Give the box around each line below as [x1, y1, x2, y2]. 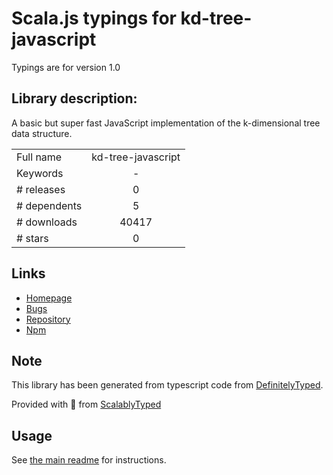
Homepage [25, 292, 73, 304]
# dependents [16, 198, 83, 212]
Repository [25, 313, 71, 325]
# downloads [16, 215, 78, 229]
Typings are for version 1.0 [11, 61, 121, 73]
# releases [16, 182, 66, 196]
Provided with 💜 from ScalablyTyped [11, 398, 162, 411]
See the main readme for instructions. [11, 454, 167, 466]
